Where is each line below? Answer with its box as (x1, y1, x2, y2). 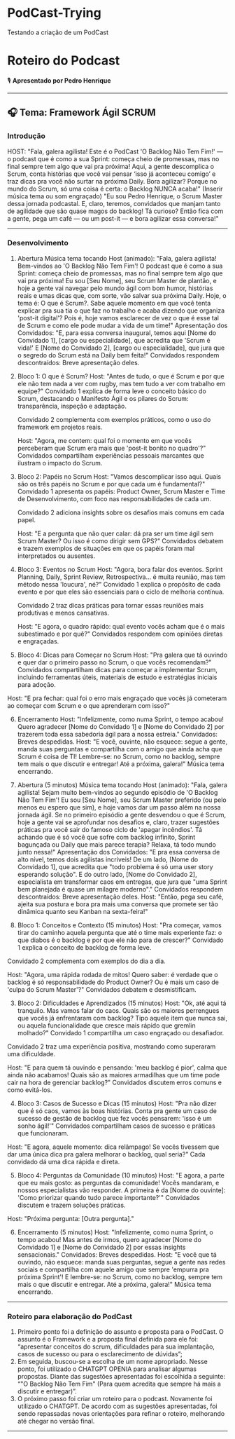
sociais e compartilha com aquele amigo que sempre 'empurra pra (17, 1265, 210, 1274)
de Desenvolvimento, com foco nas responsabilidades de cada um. (17, 494, 212, 503)
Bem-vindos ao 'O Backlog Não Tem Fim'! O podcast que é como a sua (17, 261, 223, 270)
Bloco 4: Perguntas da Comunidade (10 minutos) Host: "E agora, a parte (17, 1171, 225, 1179)
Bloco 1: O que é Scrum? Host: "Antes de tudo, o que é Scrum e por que (17, 371, 225, 380)
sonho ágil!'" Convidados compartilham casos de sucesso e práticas (17, 1121, 215, 1130)
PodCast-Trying (7, 5, 101, 21)
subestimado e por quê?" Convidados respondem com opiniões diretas (17, 629, 223, 638)
